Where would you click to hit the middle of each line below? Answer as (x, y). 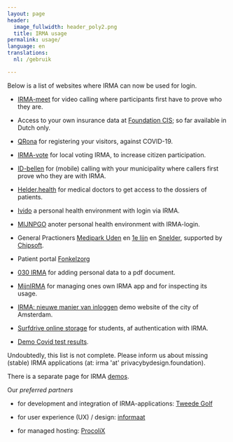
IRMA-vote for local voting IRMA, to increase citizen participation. (112, 154)
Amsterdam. (35, 314)
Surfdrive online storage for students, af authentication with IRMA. (113, 328)
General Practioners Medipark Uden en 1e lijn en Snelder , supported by (120, 237)
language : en (26, 46)
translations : (28, 53)
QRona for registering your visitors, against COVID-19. (95, 141)
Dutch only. (34, 128)
